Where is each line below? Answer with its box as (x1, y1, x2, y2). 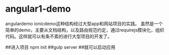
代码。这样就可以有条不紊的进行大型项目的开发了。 (5, 33, 112, 39)
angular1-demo (5, 3, 71, 15)
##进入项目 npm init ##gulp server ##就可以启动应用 (5, 44, 116, 50)
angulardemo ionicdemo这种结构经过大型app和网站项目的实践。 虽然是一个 (5, 20, 163, 26)
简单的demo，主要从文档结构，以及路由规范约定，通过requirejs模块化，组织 (5, 26, 164, 33)
